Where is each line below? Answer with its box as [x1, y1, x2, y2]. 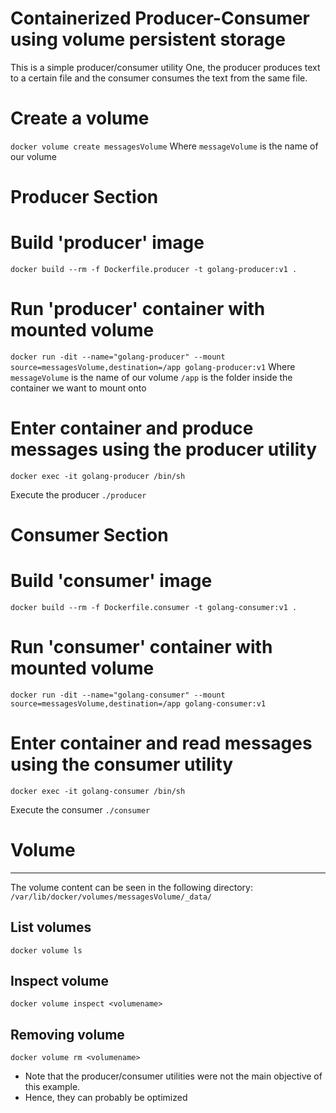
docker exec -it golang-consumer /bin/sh [10, 786, 186, 796]
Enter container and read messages [10, 732, 313, 755]
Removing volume [10, 1026, 125, 1043]
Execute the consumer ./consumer [10, 803, 151, 816]
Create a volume [10, 107, 150, 130]
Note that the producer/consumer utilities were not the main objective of [24, 1070, 323, 1082]
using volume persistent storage [10, 28, 286, 51]
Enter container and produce [10, 417, 254, 440]
